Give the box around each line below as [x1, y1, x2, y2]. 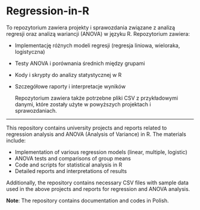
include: [6, 137, 26, 144]
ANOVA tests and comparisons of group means [14, 155, 131, 162]
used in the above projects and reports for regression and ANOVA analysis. [6, 185, 190, 192]
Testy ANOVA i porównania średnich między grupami [14, 60, 145, 67]
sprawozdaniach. [14, 107, 58, 114]
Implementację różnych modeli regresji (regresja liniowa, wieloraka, [14, 42, 180, 49]
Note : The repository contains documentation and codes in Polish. [6, 197, 169, 204]
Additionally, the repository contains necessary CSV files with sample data [6, 179, 189, 186]
